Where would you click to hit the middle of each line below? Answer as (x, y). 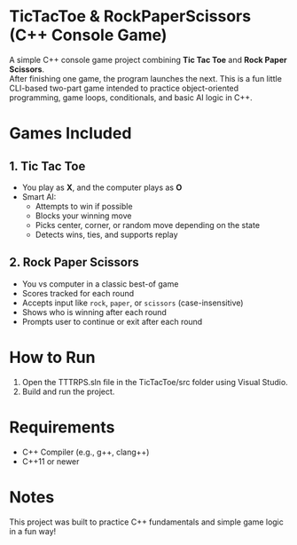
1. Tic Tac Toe (47, 166)
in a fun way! (33, 531)
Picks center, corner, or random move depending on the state (147, 225)
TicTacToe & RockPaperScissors (130, 16)
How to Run (52, 357)
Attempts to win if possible (84, 206)
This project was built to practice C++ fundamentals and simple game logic (146, 522)
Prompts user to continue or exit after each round (112, 321)
